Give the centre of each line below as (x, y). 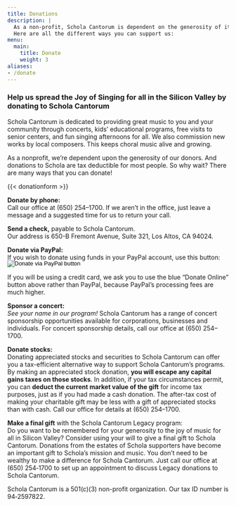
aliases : (20, 66)
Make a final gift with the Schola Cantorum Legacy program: (95, 423)
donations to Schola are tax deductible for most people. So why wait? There (117, 165)
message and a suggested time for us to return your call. (89, 215)
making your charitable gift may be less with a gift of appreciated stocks (112, 402)
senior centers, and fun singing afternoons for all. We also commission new (116, 136)
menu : (15, 40)
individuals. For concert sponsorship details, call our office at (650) (104, 328)
